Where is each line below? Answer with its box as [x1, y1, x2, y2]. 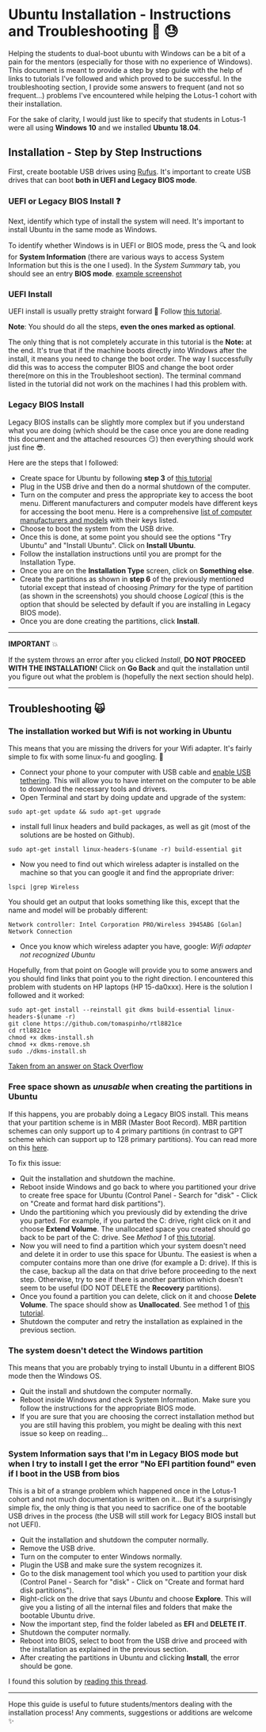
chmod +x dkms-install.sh [8, 1033, 93, 1042]
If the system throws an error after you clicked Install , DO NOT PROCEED [8, 655, 246, 664]
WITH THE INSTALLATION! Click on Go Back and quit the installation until [8, 663, 249, 672]
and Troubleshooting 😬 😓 [8, 22, 179, 40]
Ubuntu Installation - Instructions [8, 6, 231, 24]
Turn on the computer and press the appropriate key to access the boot [19, 489, 253, 500]
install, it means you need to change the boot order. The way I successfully [8, 354, 253, 364]
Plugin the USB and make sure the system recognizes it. [19, 1560, 203, 1570]
